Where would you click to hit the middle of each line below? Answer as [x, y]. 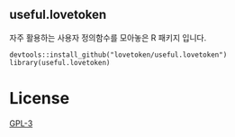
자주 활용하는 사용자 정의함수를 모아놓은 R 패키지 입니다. [108, 37]
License [40, 98]
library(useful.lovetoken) [60, 62]
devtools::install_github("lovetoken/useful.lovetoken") [118, 55]
